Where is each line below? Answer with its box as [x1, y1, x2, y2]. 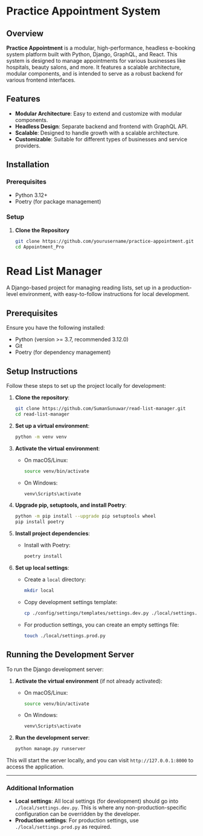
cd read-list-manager [14, 411, 69, 417]
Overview [6, 28, 44, 39]
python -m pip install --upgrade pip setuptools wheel [14, 513, 156, 519]
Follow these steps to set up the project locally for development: [6, 382, 166, 390]
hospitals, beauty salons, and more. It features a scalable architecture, [6, 63, 181, 71]
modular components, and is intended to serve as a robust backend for [6, 70, 183, 77]
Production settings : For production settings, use [14, 817, 139, 824]
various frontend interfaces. [6, 77, 76, 83]
